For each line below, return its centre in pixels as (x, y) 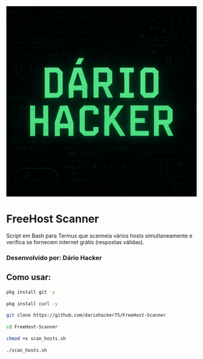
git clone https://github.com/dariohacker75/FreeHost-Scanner (86, 315)
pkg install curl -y (32, 304)
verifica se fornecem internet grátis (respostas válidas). (76, 242)
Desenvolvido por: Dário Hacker (54, 257)
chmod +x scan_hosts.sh (36, 339)
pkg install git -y (31, 292)
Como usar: (29, 277)
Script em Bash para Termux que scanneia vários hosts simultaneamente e (99, 236)
